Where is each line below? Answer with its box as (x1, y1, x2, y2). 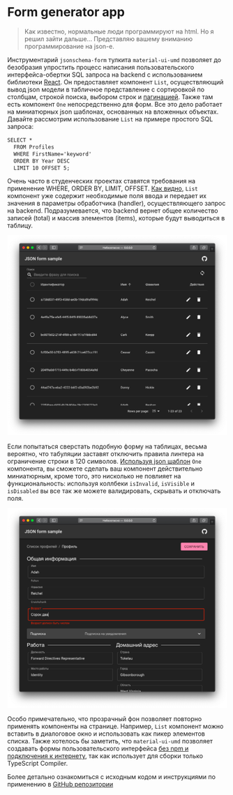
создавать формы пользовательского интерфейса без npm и (7, 744, 189, 753)
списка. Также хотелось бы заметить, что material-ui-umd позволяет (7, 737, 213, 745)
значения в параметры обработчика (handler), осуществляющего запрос (7, 199, 226, 207)
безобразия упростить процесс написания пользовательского (7, 63, 195, 71)
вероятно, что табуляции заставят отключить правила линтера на (7, 449, 204, 457)
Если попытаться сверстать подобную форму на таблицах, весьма (7, 442, 207, 450)
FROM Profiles (13, 144, 54, 151)
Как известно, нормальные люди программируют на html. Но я (24, 27, 214, 36)
